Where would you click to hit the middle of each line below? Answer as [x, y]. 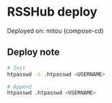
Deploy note [33, 52]
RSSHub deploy [52, 12]
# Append [19, 87]
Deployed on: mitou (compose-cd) [56, 31]
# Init [16, 68]
